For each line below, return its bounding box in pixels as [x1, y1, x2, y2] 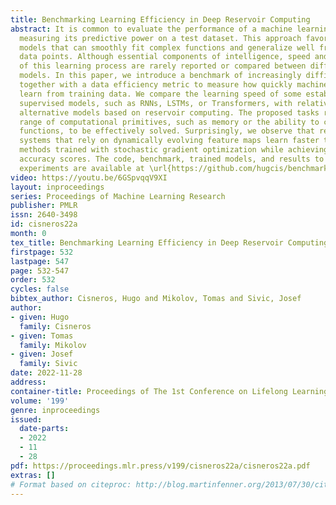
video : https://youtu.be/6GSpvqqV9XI [10, 172, 168, 183]
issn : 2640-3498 [10, 210, 78, 220]
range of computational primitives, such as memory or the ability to [19, 117, 320, 127]
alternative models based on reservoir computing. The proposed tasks [19, 107, 320, 118]
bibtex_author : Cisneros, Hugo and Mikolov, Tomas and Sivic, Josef [10, 294, 302, 304]
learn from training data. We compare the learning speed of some [19, 89, 302, 99]
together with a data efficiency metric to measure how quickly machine [19, 80, 329, 90]
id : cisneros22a [10, 219, 78, 230]
